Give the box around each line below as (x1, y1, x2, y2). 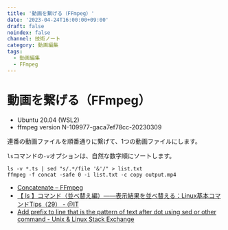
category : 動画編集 (7, 42, 59, 49)
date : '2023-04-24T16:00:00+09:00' (7, 16, 109, 23)
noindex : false (7, 29, 51, 36)
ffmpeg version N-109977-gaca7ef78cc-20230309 (16, 123, 162, 131)
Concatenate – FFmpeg (16, 183, 84, 192)
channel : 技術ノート (7, 36, 60, 42)
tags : (7, 49, 23, 55)
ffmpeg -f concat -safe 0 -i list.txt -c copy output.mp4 (7, 171, 176, 178)
